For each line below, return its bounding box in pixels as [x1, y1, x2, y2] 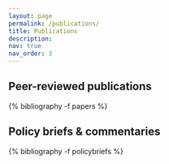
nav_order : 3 [8, 50, 53, 58]
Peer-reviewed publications [8, 80, 152, 93]
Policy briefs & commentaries [8, 125, 161, 139]
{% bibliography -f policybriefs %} [8, 146, 123, 156]
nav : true [8, 42, 42, 50]
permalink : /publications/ [8, 19, 100, 28]
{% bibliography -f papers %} [8, 101, 108, 110]
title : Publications [8, 27, 79, 35]
